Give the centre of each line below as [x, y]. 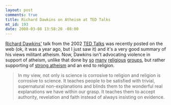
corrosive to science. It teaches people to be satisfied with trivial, [86, 81]
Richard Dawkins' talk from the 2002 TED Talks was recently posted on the [84, 44]
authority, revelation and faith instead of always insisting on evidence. [91, 97]
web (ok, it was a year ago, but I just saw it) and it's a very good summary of [86, 49]
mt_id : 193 [17, 24]
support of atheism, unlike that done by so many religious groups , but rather [85, 60]
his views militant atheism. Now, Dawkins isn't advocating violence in [78, 55]
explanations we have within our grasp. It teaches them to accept [86, 92]
